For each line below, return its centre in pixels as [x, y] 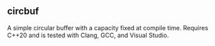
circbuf [23, 11]
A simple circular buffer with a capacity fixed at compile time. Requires [108, 27]
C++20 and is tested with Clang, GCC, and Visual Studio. [88, 35]
